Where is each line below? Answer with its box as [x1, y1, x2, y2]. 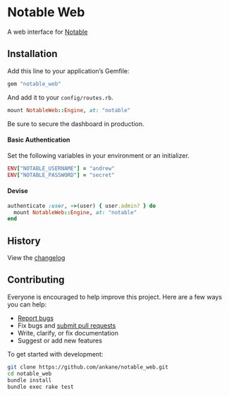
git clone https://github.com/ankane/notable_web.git [7, 364, 169, 371]
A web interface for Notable [7, 27, 88, 36]
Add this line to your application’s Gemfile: [7, 66, 130, 75]
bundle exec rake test [7, 383, 74, 390]
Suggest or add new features [17, 336, 102, 345]
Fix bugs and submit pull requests [17, 321, 116, 330]
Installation [7, 48, 58, 60]
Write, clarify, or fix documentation [17, 328, 118, 337]
